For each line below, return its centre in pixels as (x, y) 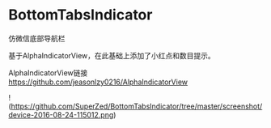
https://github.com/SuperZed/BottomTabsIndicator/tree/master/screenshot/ (137, 106)
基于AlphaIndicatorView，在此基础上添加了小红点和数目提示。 (112, 55)
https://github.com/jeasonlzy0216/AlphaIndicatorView (98, 82)
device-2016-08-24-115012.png (61, 114)
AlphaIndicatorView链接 (48, 73)
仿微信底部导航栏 (37, 38)
